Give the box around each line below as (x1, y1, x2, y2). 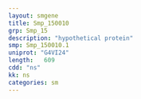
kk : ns (8, 71, 30, 79)
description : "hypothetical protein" (8, 34, 134, 42)
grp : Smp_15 (8, 26, 48, 34)
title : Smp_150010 (8, 19, 69, 27)
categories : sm (8, 78, 59, 86)
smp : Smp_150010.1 (8, 42, 69, 49)
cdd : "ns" (8, 64, 41, 72)
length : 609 (8, 57, 56, 65)
